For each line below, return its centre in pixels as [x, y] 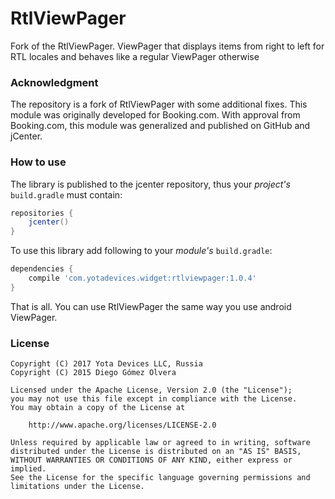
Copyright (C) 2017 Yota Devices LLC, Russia [106, 364]
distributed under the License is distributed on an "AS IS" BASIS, [156, 452]
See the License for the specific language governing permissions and [160, 478]
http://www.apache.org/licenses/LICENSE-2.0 [122, 425]
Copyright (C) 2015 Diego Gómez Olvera [93, 373]
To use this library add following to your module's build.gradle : [141, 251]
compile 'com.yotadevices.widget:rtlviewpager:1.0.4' [142, 278]
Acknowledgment [54, 82]
